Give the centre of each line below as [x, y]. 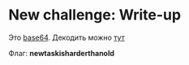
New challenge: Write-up [94, 15]
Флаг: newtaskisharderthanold [62, 53]
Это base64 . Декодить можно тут [67, 37]
